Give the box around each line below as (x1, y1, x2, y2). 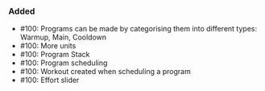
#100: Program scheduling (19, 58, 108, 68)
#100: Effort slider (19, 75, 80, 85)
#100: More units (19, 41, 77, 51)
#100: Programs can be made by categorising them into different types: (19, 24, 258, 34)
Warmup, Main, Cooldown (19, 32, 107, 42)
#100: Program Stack (19, 50, 90, 60)
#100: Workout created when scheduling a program (19, 67, 191, 77)
